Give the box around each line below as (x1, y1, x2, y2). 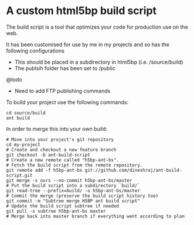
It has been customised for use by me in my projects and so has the (6, 41, 170, 48)
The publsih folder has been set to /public (14, 64, 116, 71)
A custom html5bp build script (6, 4, 157, 18)
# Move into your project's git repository (6, 136, 114, 143)
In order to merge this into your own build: (6, 125, 107, 132)
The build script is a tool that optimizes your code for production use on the (6, 23, 189, 30)
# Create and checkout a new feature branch (6, 147, 117, 153)
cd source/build (6, 110, 46, 116)
